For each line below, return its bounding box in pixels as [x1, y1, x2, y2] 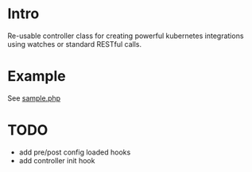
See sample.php [7, 93, 61, 103]
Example [7, 67, 66, 86]
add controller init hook [18, 155, 95, 165]
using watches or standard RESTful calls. [7, 39, 142, 48]
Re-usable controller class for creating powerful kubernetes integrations [7, 31, 244, 40]
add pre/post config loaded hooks [18, 147, 131, 157]
